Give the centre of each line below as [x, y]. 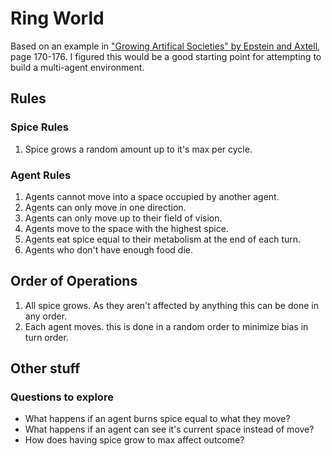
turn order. [46, 337]
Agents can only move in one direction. [105, 207]
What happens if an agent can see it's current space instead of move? [169, 429]
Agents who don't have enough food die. [109, 249]
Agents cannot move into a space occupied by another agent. [152, 196]
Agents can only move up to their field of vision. [123, 218]
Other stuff [45, 368]
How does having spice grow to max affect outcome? [134, 440]
